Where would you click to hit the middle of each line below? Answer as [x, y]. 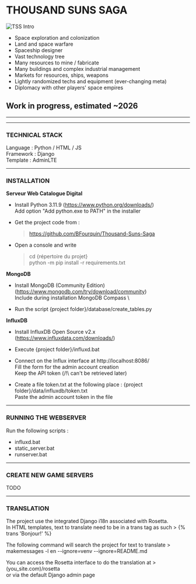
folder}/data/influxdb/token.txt [51, 391]
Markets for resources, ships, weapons [62, 75]
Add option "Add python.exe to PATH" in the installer [78, 211]
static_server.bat [34, 448]
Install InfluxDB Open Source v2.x [55, 332]
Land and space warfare [44, 44]
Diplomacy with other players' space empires [69, 87]
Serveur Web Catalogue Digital [44, 193]
